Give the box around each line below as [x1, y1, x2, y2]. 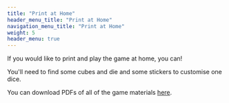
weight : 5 [7, 29, 36, 36]
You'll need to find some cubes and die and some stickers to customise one [7, 68, 222, 76]
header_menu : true [7, 36, 60, 43]
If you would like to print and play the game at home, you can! [7, 54, 183, 62]
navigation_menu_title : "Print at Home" [7, 23, 126, 30]
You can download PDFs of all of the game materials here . [7, 89, 172, 97]
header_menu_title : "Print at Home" [7, 16, 112, 23]
